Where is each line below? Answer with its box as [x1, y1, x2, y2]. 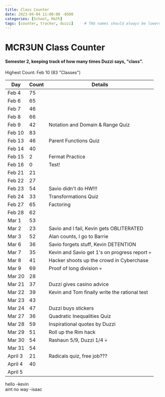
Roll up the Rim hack [48, 328, 96, 335]
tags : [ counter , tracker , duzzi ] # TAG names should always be [5, 21, 146, 26]
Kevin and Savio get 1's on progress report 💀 [48, 249, 151, 256]
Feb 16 [7, 161, 24, 168]
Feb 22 [7, 177, 24, 184]
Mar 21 [7, 281, 25, 288]
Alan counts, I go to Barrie [48, 233, 109, 239]
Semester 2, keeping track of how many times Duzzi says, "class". [5, 58, 143, 64]
